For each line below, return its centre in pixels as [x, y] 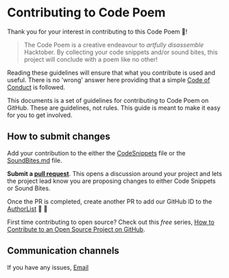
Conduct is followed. [36, 87]
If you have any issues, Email [48, 267]
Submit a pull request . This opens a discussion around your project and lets [115, 173]
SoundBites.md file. [35, 160]
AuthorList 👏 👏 [27, 209]
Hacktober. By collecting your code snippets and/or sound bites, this [121, 52]
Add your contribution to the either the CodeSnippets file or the [96, 153]
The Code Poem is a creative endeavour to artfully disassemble [114, 45]
